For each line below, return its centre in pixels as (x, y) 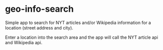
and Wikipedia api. (24, 42)
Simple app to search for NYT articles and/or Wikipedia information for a (78, 23)
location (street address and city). (39, 27)
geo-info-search (39, 9)
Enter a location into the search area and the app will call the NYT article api (81, 37)
